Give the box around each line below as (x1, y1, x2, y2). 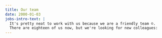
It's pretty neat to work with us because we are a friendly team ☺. (9, 21, 156, 26)
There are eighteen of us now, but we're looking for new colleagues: (9, 26, 158, 31)
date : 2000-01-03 (5, 12, 41, 17)
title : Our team (5, 7, 39, 12)
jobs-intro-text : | (5, 16, 45, 21)
